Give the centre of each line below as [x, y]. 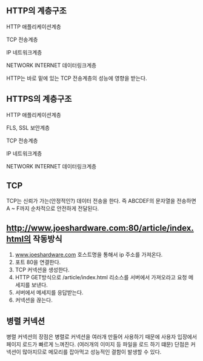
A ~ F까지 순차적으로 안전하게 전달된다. [53, 208]
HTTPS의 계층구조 [39, 99]
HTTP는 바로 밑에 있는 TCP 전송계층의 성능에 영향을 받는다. [77, 78]
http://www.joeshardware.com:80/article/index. [100, 228]
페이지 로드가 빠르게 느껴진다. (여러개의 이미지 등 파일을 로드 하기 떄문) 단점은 [98, 345]
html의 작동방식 [34, 239]
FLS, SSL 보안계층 [28, 128]
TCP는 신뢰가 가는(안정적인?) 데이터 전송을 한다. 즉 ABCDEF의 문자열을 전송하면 [101, 201]
